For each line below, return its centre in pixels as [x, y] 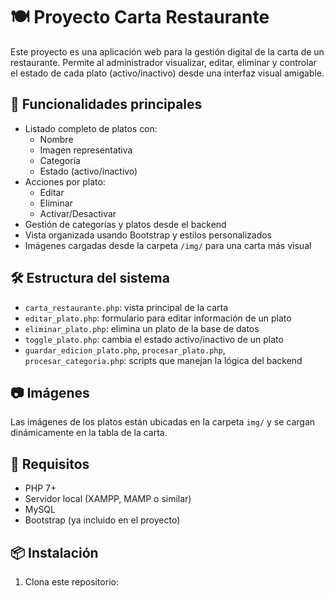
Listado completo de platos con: [91, 128]
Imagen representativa [86, 150]
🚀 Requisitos [50, 464]
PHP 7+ [40, 488]
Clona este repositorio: [71, 582]
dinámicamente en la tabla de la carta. [89, 433]
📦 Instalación [54, 552]
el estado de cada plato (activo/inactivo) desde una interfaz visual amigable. [167, 73]
